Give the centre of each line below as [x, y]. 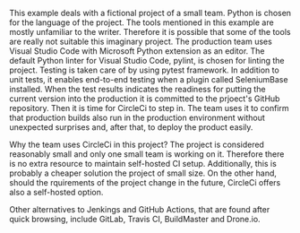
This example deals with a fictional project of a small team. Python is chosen [150, 13]
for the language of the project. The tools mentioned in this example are [142, 22]
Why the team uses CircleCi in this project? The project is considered [137, 144]
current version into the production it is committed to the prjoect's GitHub [145, 99]
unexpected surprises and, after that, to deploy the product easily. [131, 127]
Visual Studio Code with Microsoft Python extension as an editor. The [137, 51]
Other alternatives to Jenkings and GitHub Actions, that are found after [140, 209]
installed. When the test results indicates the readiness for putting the [137, 89]
